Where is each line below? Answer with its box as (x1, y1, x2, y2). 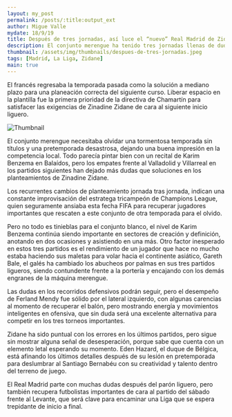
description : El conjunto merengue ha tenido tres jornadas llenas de (7, 42, 215, 49)
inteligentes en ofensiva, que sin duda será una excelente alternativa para (7, 309, 217, 317)
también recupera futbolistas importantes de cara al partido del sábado (7, 387, 210, 396)
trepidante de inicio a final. (7, 402, 83, 410)
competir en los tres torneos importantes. (7, 316, 126, 325)
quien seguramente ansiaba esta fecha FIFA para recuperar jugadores (7, 201, 206, 210)
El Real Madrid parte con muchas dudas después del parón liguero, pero (7, 380, 213, 388)
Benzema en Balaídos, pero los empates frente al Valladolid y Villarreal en (7, 158, 216, 167)
